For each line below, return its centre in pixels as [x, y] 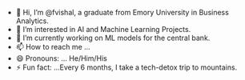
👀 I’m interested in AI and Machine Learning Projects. [103, 29]
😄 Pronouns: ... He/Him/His [62, 58]
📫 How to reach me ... [53, 47]
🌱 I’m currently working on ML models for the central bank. [113, 38]
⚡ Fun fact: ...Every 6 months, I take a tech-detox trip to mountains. [127, 67]
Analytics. [32, 21]
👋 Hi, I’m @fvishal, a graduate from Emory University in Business [122, 12]
